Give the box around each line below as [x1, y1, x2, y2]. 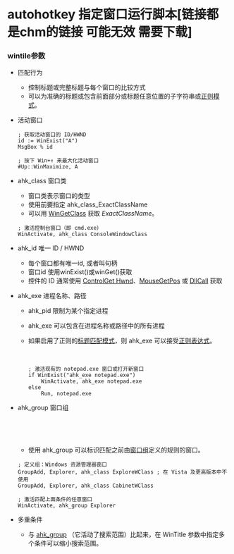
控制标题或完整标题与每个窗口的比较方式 [27, 83, 146, 92]
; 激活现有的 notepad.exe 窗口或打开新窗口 [27, 366, 144, 373]
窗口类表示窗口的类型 [27, 192, 90, 200]
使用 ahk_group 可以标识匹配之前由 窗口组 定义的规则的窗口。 [27, 445, 204, 455]
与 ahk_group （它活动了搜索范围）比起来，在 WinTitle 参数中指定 [27, 530, 219, 539]
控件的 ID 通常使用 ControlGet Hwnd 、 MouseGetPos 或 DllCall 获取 [27, 276, 223, 285]
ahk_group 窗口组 [17, 403, 69, 412]
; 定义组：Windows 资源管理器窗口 [17, 461, 108, 469]
